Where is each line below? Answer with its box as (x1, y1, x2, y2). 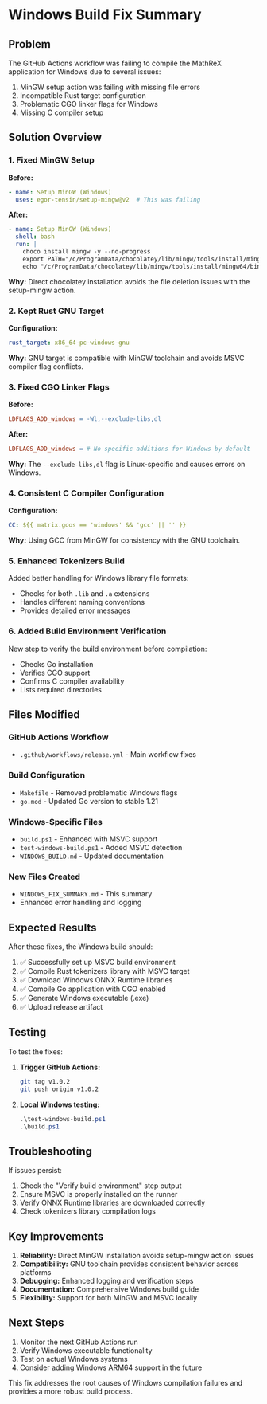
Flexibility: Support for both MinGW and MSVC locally (19, 1293, 198, 1302)
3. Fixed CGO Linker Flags (8, 381, 110, 392)
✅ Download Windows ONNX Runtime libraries (19, 975, 173, 985)
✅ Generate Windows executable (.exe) (19, 994, 149, 1003)
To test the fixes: (8, 1046, 64, 1057)
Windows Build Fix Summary (8, 6, 202, 24)
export (22, 255, 44, 263)
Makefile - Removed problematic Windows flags (19, 787, 178, 798)
